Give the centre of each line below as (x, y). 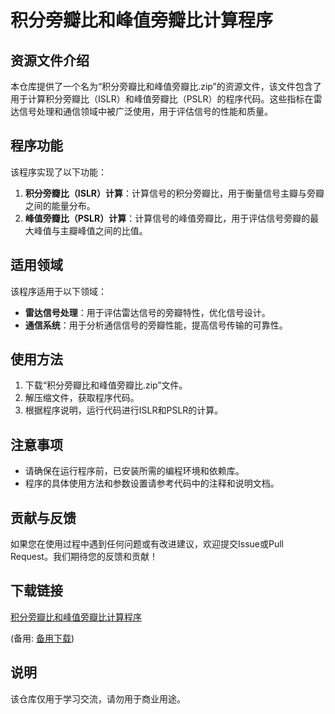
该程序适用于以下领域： (58, 291)
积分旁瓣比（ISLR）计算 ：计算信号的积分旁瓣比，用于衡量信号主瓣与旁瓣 (174, 193)
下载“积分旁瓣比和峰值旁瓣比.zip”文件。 (106, 385)
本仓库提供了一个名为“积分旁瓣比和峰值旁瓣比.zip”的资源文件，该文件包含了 (166, 86)
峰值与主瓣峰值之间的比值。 (90, 230)
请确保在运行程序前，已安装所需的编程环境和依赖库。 (134, 471)
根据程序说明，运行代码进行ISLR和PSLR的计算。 (124, 410)
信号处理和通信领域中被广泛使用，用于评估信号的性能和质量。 (145, 111)
